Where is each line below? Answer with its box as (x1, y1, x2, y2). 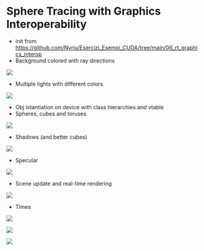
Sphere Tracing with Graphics (6, 4, 161, 18)
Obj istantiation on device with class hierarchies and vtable (15, 103, 164, 111)
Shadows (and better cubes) (15, 133, 88, 140)
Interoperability (6, 17, 87, 31)
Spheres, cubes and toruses (15, 110, 87, 117)
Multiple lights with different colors (15, 80, 103, 87)
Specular (15, 156, 39, 164)
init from (15, 37, 37, 45)
